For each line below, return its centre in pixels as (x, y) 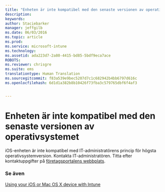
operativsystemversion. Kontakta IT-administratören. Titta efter (69, 156)
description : (18, 14)
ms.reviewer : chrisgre (28, 64)
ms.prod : (14, 42)
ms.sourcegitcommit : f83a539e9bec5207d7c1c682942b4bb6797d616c (71, 78)
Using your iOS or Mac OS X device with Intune (53, 184)
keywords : (15, 19)
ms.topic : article (24, 37)
